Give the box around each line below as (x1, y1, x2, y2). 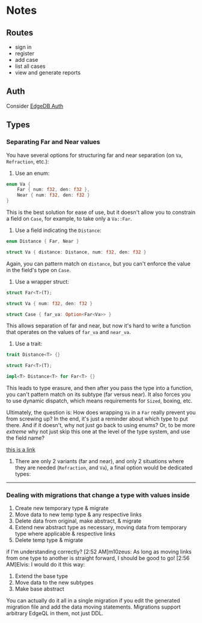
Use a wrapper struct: (14, 278, 69, 285)
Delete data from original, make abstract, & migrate (14, 517, 142, 524)
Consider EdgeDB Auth (6, 102, 64, 109)
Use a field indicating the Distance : (14, 226, 102, 234)
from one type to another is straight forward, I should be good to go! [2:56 (6, 555, 190, 562)
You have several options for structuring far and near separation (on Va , (6, 151, 183, 159)
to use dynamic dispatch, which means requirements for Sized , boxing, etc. (6, 397, 193, 404)
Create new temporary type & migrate (14, 505, 109, 512)
